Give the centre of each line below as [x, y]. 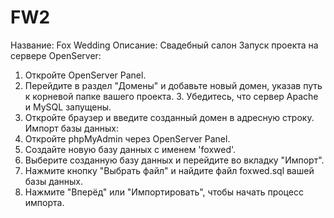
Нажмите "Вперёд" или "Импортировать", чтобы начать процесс [164, 192]
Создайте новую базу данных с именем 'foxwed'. [130, 149]
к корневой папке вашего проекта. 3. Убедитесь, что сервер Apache [171, 96]
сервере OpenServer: [56, 55]
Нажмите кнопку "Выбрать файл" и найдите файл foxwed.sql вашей [169, 170]
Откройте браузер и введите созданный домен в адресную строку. [169, 117]
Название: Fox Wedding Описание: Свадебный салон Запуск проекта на [164, 45]
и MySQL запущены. [68, 107]
